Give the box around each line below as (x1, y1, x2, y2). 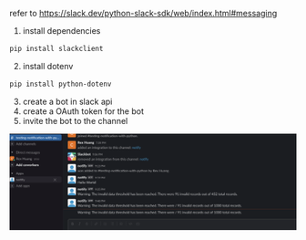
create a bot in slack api (22, 96, 113, 107)
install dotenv (22, 60, 74, 71)
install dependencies (22, 26, 101, 36)
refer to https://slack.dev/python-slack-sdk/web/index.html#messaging (9, 8, 278, 18)
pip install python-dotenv (9, 79, 112, 89)
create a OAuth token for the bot (22, 105, 144, 117)
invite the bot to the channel (22, 115, 128, 126)
